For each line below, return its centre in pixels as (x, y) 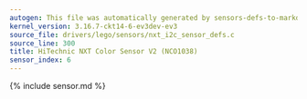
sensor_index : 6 (40, 60)
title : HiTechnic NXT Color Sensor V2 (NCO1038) (104, 52)
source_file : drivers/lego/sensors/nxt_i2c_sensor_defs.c (122, 35)
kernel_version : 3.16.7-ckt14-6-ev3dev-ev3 (94, 26)
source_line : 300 (42, 43)
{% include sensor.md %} (58, 86)
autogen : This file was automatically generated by (110, 18)
